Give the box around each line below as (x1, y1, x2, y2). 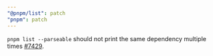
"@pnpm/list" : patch (7, 9, 66, 17)
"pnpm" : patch (7, 16, 48, 23)
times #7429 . (7, 42, 45, 50)
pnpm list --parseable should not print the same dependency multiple (7, 34, 207, 43)
